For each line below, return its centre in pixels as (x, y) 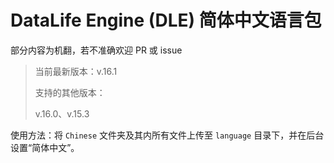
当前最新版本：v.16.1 (76, 71)
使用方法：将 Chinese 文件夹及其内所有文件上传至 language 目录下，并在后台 (167, 135)
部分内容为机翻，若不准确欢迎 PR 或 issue (96, 50)
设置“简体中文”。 (45, 147)
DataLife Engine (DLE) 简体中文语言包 (166, 20)
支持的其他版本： (70, 92)
